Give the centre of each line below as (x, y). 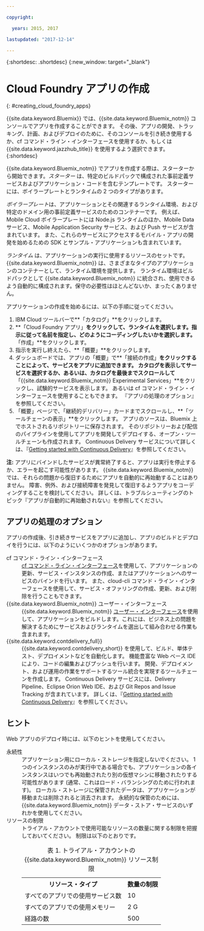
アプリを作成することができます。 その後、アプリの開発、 (105, 126)
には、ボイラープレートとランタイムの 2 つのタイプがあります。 (86, 191)
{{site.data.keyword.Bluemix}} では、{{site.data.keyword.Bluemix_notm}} (98, 118)
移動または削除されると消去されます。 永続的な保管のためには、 (102, 797)
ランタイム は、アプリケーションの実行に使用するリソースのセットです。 (97, 255)
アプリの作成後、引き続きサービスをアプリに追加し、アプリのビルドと (94, 537)
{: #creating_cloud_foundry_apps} (49, 106)
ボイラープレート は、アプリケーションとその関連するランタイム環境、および (102, 205)
